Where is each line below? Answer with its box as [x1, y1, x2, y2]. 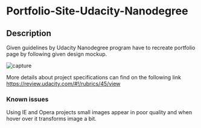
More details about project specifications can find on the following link [6, 74, 181, 81]
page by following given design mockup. [6, 50, 107, 58]
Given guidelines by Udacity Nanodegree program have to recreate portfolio [6, 44, 196, 51]
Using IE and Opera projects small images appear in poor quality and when [6, 109, 192, 116]
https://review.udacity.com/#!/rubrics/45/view [6, 80, 121, 87]
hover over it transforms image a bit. [6, 115, 97, 123]
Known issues [6, 95, 49, 103]
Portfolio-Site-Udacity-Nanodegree [6, 4, 188, 18]
